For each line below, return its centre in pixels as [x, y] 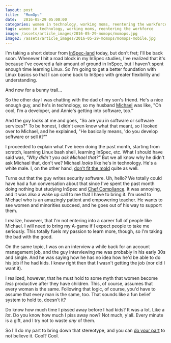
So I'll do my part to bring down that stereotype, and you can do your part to [85, 330]
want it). [14, 268]
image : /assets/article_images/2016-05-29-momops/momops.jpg [72, 34]
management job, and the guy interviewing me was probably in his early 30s [85, 252]
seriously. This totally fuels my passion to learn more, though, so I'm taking [84, 231]
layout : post [19, 10]
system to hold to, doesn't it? [36, 300]
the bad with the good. [29, 236]
